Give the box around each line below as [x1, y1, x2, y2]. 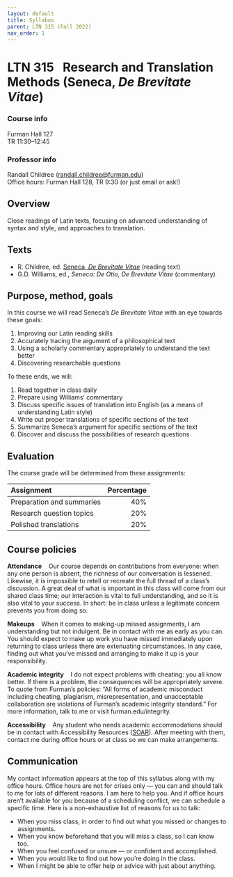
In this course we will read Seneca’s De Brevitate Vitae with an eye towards [7, 308, 223, 317]
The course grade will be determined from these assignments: [7, 469, 186, 477]
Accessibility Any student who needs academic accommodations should [7, 721, 223, 729]
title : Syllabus [7, 17, 54, 24]
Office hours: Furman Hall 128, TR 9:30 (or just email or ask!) [7, 178, 181, 187]
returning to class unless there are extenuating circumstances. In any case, [7, 642, 223, 651]
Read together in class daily [17, 386, 97, 394]
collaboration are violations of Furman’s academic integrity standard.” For [7, 700, 218, 709]
